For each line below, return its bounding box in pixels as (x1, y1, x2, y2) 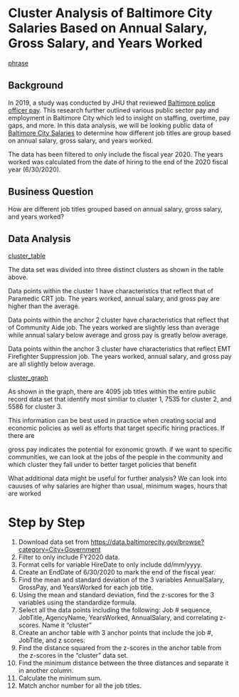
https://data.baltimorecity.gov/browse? (90, 538, 205, 546)
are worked (8, 489, 42, 498)
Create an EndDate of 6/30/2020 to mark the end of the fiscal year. (18, 568, 216, 577)
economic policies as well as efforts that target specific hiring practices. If (8, 424, 225, 432)
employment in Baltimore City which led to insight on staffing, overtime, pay (8, 113, 230, 122)
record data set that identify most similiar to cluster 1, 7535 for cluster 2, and (8, 395, 232, 404)
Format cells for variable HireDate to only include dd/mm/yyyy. (18, 560, 202, 569)
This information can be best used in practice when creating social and (8, 416, 216, 425)
